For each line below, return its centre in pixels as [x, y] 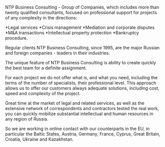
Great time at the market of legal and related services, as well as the [75, 103]
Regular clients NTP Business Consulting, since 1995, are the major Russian [82, 48]
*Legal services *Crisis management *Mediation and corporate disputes [80, 27]
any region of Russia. [27, 119]
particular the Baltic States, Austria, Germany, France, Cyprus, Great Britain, [83, 134]
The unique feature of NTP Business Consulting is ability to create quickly [81, 63]
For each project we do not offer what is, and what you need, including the [82, 77]
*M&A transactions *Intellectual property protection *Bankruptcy [72, 33]
